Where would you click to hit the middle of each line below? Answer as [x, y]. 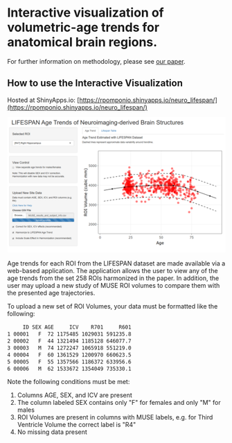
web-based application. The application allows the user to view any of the [113, 270]
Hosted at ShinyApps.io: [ [43, 100]
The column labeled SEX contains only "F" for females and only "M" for [119, 402]
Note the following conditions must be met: [69, 381]
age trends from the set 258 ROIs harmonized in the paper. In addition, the [113, 278]
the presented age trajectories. [51, 293]
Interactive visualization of [86, 13]
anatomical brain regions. [82, 42]
